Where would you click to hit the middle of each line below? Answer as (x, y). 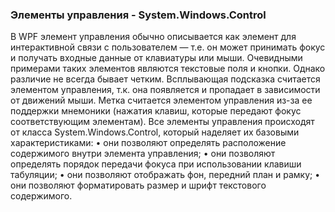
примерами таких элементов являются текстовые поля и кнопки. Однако (168, 69)
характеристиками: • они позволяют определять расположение (148, 143)
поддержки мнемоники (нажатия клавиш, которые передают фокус (156, 111)
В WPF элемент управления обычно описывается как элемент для (153, 37)
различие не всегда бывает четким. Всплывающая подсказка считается (165, 79)
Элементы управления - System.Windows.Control (138, 15)
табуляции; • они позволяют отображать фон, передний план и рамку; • (165, 175)
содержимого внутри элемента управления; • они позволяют (143, 154)
